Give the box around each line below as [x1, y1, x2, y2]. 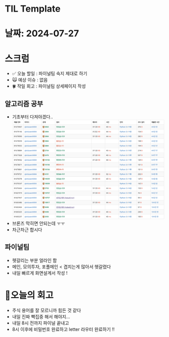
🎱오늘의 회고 [5, 289, 54, 301]
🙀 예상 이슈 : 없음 [12, 77, 48, 83]
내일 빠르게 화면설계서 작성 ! [12, 270, 68, 276]
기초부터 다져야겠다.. [12, 114, 53, 120]
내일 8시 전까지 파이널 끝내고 [12, 320, 69, 326]
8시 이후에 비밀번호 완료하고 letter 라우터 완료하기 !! [12, 326, 115, 332]
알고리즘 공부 [5, 99, 44, 108]
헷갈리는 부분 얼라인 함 [12, 257, 57, 263]
